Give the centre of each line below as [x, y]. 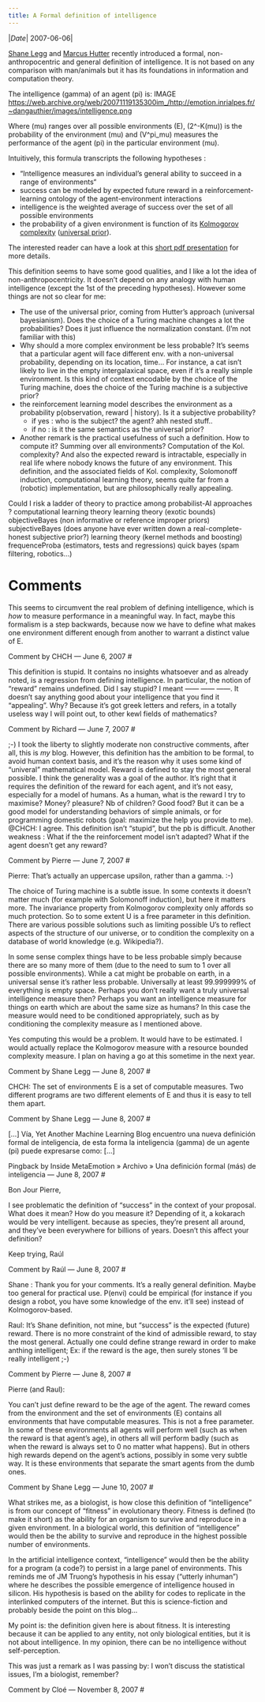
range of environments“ [58, 182]
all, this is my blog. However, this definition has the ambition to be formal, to [131, 752]
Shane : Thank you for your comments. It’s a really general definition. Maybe [132, 1284]
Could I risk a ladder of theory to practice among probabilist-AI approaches [130, 503]
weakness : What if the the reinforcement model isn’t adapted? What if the [129, 836]
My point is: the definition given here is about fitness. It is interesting [119, 1625]
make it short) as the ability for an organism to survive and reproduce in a [127, 1519]
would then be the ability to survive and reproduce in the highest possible [128, 1536]
